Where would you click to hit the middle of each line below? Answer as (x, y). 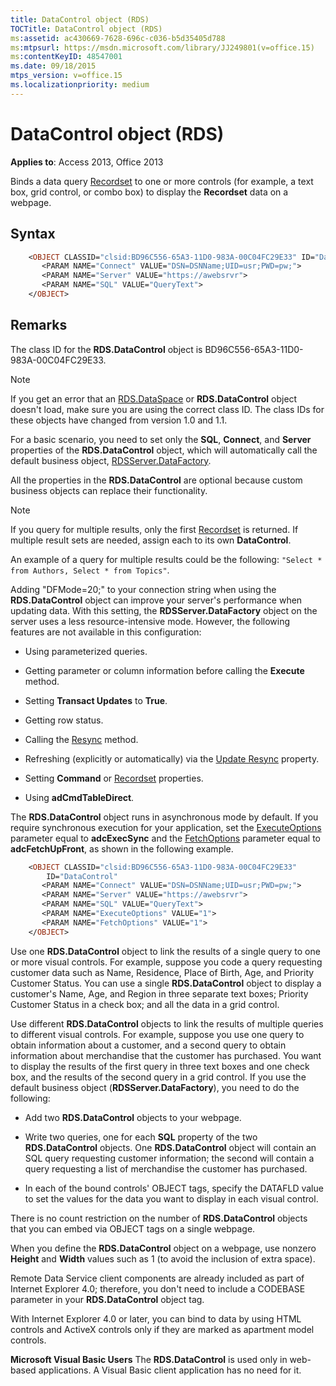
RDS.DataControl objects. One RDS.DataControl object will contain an (170, 1147)
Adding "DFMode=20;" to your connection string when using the (143, 589)
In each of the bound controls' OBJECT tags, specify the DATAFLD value (174, 1188)
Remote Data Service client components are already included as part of (157, 1278)
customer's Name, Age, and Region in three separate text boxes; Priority (159, 993)
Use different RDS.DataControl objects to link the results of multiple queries (167, 1023)
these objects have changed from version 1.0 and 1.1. (119, 420)
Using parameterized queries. (86, 651)
